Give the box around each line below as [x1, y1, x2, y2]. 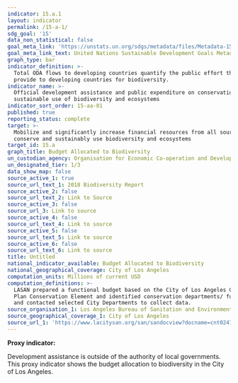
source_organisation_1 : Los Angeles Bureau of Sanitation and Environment [7, 306, 233, 313]
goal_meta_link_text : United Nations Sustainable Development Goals [7, 50, 214, 57]
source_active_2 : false [7, 188, 78, 195]
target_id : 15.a [7, 142, 55, 149]
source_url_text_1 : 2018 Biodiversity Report [7, 181, 144, 188]
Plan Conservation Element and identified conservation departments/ [13, 293, 223, 300]
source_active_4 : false [7, 214, 78, 221]
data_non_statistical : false [7, 37, 93, 44]
